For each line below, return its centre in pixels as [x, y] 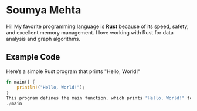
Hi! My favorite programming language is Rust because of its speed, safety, [97, 26]
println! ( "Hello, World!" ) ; [51, 87]
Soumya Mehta [44, 10]
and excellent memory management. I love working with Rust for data [90, 32]
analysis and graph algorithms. [43, 39]
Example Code [33, 57]
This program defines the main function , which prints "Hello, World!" [95, 98]
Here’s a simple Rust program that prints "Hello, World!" [73, 71]
